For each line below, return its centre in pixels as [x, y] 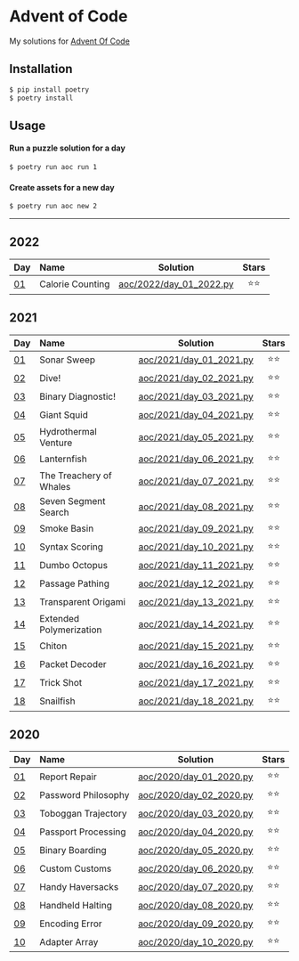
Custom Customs [76, 868]
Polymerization [71, 630]
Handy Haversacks [79, 886]
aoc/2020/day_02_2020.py [195, 794]
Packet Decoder [73, 664]
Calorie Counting [75, 284]
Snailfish [57, 701]
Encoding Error [71, 924]
